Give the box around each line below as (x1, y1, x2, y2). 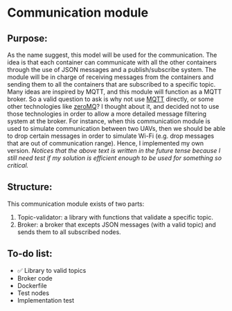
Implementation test (17, 296, 75, 304)
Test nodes (17, 289, 50, 297)
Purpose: (7, 33, 48, 44)
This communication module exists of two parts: (7, 199, 145, 208)
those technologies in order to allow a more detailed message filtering (7, 109, 206, 118)
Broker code (17, 274, 53, 282)
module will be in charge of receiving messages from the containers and (7, 73, 214, 81)
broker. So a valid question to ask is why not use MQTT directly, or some (7, 95, 214, 103)
